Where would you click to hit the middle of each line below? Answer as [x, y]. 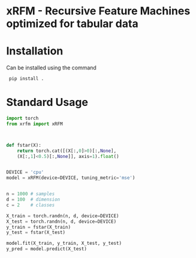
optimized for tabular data [73, 24]
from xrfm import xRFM [34, 124]
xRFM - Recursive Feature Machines [98, 11]
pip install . [26, 79]
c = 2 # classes [31, 205]
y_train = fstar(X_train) [38, 227]
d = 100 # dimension [33, 200]
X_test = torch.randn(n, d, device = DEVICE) [61, 221]
